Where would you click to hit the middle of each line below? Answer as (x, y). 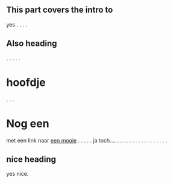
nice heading (31, 159)
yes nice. (17, 174)
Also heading (32, 44)
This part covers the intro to (60, 10)
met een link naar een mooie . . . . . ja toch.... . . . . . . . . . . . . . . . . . (87, 140)
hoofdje (26, 82)
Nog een (28, 124)
